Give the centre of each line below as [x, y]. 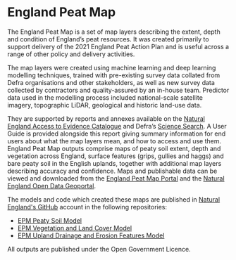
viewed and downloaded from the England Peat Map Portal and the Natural [116, 178]
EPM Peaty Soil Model [50, 220]
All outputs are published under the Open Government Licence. [99, 249]
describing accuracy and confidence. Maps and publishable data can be [112, 171]
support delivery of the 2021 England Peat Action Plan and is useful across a [118, 46]
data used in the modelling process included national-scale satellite [105, 97]
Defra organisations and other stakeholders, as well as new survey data [111, 82]
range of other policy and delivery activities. [71, 54]
